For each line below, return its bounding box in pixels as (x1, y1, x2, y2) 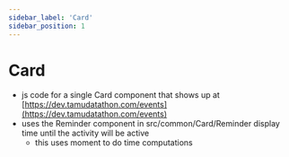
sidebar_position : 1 (8, 22, 86, 31)
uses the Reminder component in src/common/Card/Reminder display (21, 118, 280, 129)
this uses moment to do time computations (34, 137, 194, 148)
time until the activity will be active (21, 127, 150, 139)
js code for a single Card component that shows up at (21, 90, 221, 100)
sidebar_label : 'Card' (8, 13, 93, 22)
